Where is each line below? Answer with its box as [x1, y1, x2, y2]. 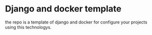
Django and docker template [5, 3, 121, 14]
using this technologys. [5, 24, 52, 30]
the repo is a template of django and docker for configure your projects [5, 19, 148, 25]
